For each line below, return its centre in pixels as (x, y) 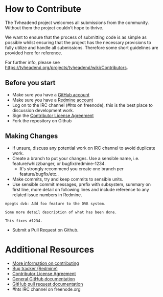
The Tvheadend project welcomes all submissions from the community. (77, 23)
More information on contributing (46, 263)
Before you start (30, 83)
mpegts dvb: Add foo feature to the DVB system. (56, 204)
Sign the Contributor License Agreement (53, 115)
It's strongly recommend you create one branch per (71, 169)
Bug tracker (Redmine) (35, 268)
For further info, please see (33, 62)
